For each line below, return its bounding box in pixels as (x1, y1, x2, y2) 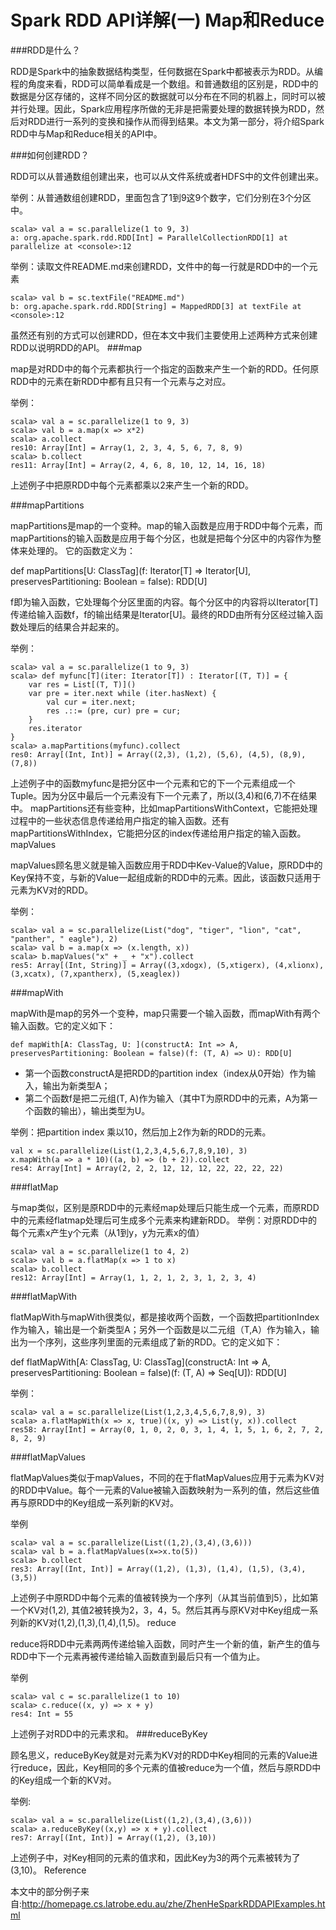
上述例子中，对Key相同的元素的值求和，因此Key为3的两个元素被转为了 (10, 1851, 301, 1863)
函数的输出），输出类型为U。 (33, 1104, 151, 1116)
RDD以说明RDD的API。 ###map (10, 341, 143, 353)
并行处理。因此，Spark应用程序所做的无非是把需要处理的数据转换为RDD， (10, 102, 316, 115)
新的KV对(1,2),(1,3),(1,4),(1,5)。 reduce (18, 1616, 177, 1628)
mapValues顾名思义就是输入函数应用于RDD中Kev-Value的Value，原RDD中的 (10, 859, 323, 871)
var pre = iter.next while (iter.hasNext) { (28, 688, 217, 698)
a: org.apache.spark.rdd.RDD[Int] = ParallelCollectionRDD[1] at (10, 232, 288, 243)
